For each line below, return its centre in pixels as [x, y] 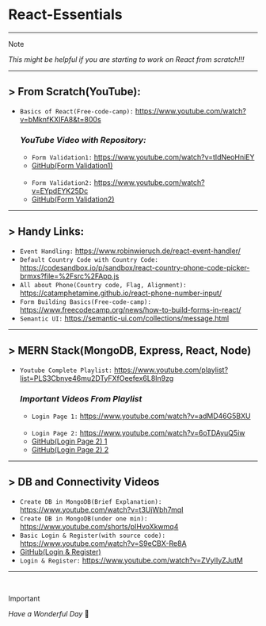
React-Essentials [65, 15]
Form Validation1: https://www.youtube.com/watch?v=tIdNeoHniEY [143, 157]
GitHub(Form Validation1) [72, 166]
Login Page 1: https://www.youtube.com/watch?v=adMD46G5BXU [141, 416]
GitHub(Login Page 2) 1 [69, 441]
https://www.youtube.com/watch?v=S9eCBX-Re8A [103, 543]
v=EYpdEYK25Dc [60, 191]
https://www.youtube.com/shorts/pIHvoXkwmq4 [99, 526]
